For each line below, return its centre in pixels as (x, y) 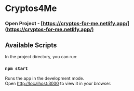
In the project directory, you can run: (41, 56)
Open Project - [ (24, 24)
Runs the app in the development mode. (45, 78)
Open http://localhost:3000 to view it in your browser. (58, 84)
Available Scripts (31, 45)
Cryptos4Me (31, 8)
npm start (16, 68)
